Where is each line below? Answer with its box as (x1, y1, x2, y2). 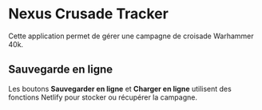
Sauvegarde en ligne (8, 63, 113, 77)
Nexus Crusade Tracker (8, 5, 169, 23)
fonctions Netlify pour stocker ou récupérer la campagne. (8, 92, 198, 102)
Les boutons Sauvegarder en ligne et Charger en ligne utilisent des (8, 84, 232, 93)
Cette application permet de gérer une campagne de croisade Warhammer (8, 31, 254, 41)
